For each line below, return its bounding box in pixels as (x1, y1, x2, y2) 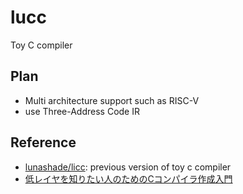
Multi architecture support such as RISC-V (24, 94, 200, 106)
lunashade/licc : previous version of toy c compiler (24, 161, 232, 173)
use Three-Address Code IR (24, 105, 140, 117)
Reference (10, 134, 77, 151)
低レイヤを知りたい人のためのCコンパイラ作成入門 (24, 172, 233, 185)
